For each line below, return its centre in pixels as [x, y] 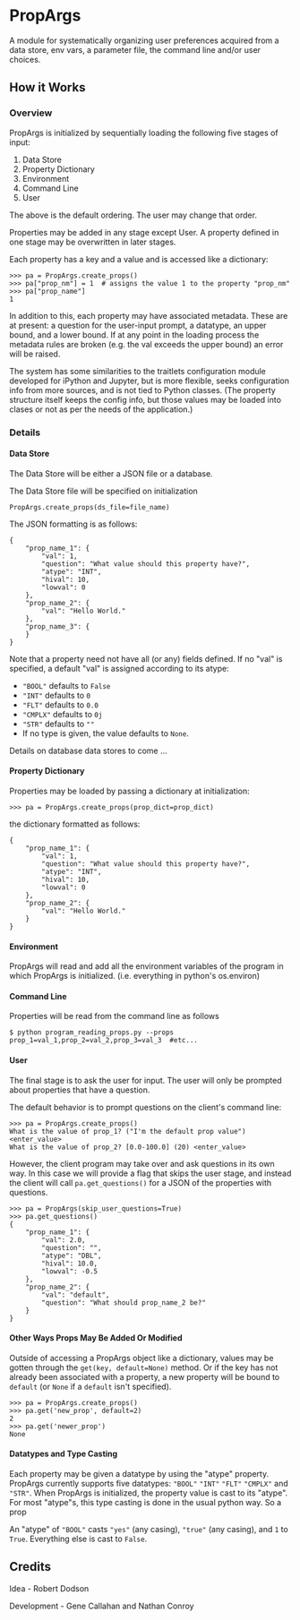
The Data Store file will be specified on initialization [104, 491]
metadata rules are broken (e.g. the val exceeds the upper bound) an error [146, 344]
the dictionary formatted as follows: [75, 824]
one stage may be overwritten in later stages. [93, 242]
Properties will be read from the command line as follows [114, 1016]
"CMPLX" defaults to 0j [62, 714]
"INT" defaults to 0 [56, 695]
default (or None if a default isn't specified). [90, 1386]
